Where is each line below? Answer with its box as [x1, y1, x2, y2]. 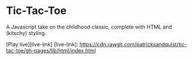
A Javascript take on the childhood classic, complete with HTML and [6, 23, 172, 30]
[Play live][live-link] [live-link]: [6, 41, 79, 48]
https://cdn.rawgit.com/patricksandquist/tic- [79, 41, 187, 48]
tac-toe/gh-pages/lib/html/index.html [6, 47, 96, 54]
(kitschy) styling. [6, 29, 46, 36]
